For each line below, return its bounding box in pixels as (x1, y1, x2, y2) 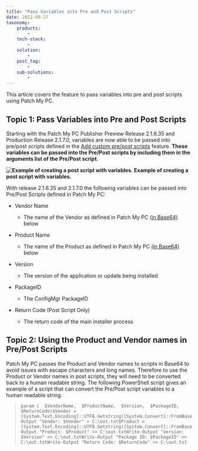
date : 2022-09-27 (6, 14, 49, 20)
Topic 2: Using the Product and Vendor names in (6, 335, 187, 345)
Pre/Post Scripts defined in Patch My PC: (6, 191, 106, 198)
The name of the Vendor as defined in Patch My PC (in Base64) (23, 214, 178, 221)
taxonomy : (6, 20, 31, 25)
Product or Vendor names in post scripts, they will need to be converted (6, 372, 181, 379)
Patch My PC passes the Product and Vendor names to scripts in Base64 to (6, 360, 190, 367)
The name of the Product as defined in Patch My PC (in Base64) (23, 243, 180, 250)
